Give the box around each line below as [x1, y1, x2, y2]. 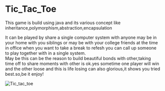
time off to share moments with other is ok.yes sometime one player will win [5, 61, 159, 66]
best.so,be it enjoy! [5, 71, 44, 77]
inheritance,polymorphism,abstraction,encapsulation [5, 25, 112, 30]
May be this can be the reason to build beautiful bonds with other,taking [5, 55, 151, 61]
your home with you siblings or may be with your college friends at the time [5, 39, 158, 45]
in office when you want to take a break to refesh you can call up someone [5, 45, 157, 51]
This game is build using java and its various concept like [5, 20, 121, 26]
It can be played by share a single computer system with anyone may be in [5, 34, 157, 40]
